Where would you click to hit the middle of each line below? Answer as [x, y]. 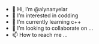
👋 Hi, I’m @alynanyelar [40, 9]
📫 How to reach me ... [40, 35]
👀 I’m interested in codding [45, 15]
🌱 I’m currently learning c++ [46, 22]
